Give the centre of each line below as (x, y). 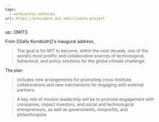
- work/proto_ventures (32, 14)
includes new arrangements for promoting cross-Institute (74, 80)
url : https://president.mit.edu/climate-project (55, 18)
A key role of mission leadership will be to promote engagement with (85, 99)
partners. (26, 90)
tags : (10, 9)
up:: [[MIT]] (16, 32)
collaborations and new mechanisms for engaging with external (80, 85)
